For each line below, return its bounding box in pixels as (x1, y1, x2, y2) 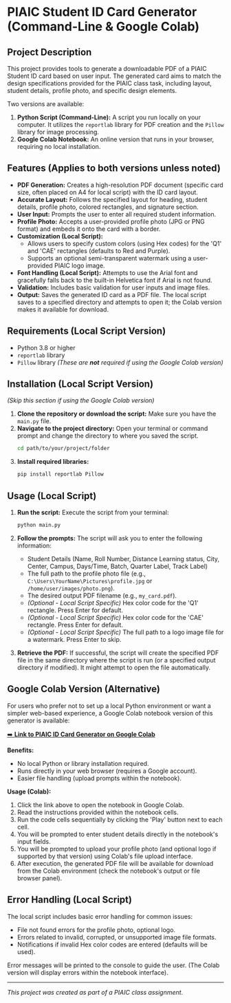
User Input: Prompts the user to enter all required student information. (16, 210, 217, 218)
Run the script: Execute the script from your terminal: (16, 508, 170, 516)
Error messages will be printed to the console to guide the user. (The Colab (7, 961, 220, 969)
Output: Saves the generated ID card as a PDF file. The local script (16, 290, 207, 298)
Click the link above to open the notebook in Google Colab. (16, 800, 184, 809)
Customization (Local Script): (16, 232, 103, 240)
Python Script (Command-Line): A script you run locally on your (16, 113, 201, 121)
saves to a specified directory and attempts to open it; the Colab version (16, 298, 222, 306)
